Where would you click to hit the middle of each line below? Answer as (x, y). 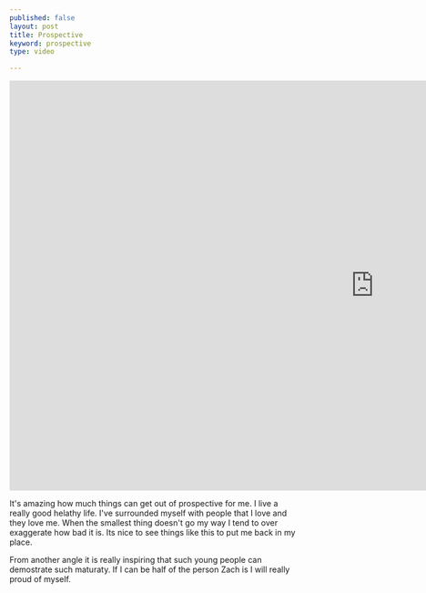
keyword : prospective (51, 43)
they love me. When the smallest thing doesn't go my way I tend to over (144, 523)
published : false (42, 18)
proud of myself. (40, 579)
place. (21, 542)
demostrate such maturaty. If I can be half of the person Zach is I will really (150, 569)
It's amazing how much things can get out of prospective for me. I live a (144, 504)
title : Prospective (46, 35)
